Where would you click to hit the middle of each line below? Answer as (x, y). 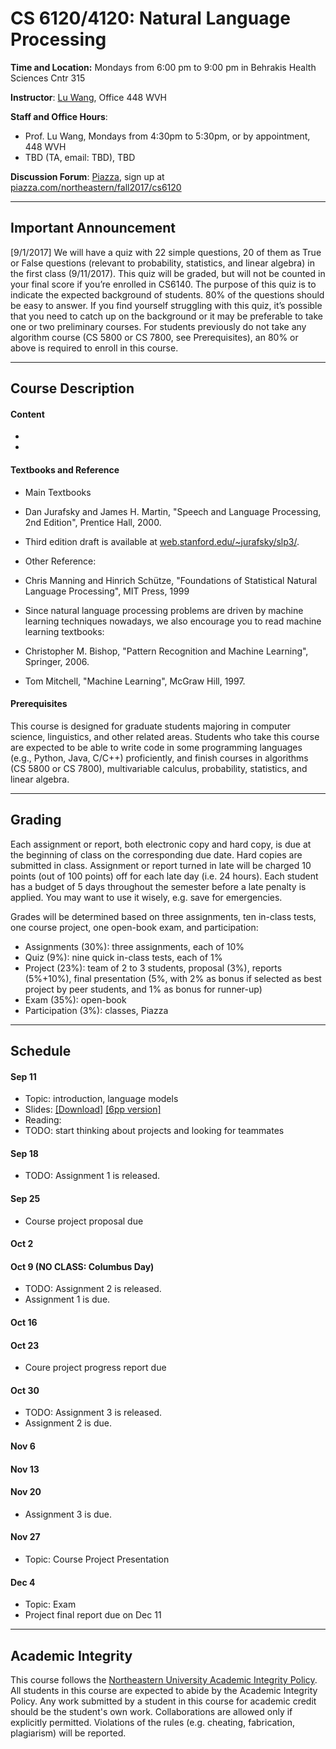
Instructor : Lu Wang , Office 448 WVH (88, 97)
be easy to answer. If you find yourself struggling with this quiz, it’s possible (166, 305)
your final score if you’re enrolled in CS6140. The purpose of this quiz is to (163, 284)
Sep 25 (25, 1198)
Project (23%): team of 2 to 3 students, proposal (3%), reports (153, 968)
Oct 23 (25, 1345)
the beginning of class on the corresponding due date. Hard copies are (156, 854)
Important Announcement (93, 228)
